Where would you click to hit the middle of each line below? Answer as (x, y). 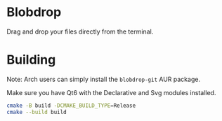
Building (31, 60)
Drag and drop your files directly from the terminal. (80, 31)
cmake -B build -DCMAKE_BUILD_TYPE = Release (71, 106)
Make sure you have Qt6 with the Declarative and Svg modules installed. (111, 92)
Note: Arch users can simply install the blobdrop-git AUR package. (104, 79)
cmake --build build (37, 112)
